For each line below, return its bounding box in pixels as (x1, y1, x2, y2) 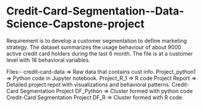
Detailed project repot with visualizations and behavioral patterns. (6, 80, 171, 88)
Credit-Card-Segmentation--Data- (6, 4, 184, 18)
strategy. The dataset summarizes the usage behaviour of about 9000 (6, 44, 182, 51)
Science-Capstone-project (6, 17, 144, 31)
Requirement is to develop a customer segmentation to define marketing (6, 37, 187, 44)
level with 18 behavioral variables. (6, 56, 90, 63)
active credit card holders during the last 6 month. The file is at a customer (6, 50, 193, 57)
